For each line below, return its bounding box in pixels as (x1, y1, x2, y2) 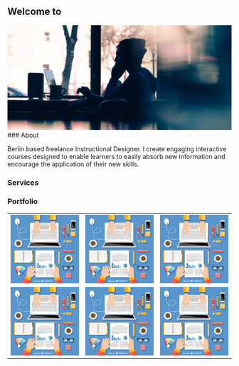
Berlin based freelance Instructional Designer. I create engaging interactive (7, 144, 227, 153)
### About (7, 131, 39, 139)
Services (7, 178, 39, 188)
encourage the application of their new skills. (7, 160, 139, 168)
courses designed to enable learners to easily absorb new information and (7, 152, 225, 161)
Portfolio (7, 196, 38, 206)
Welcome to (7, 6, 62, 18)
